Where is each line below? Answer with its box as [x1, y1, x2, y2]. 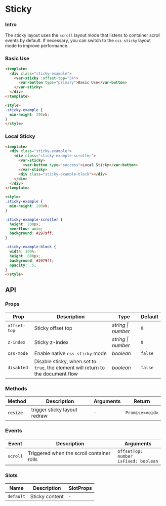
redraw [31, 413, 48, 420]
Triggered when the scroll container [28, 450, 111, 457]
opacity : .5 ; [9, 263, 37, 268]
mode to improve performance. [5, 43, 69, 49]
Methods [5, 385, 27, 392]
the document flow [34, 371, 78, 378]
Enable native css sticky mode [34, 350, 107, 357]
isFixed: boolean [117, 458, 158, 464]
